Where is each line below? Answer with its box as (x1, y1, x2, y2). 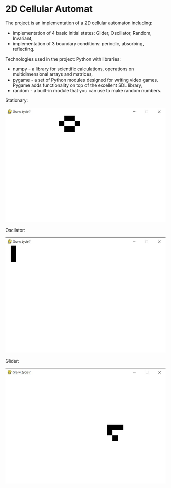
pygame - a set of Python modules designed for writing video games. (12, 76, 159, 83)
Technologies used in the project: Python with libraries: (5, 56, 121, 62)
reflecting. (12, 46, 35, 52)
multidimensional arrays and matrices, (12, 71, 93, 77)
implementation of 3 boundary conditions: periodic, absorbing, (12, 40, 144, 46)
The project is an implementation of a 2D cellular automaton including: (5, 20, 153, 26)
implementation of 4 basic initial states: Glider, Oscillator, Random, (12, 30, 152, 36)
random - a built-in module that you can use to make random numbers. (12, 87, 162, 93)
